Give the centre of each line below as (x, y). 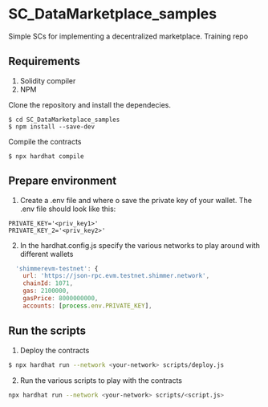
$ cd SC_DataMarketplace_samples (64, 120)
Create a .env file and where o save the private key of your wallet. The (136, 200)
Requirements (44, 61)
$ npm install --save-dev (51, 126)
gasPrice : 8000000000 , (61, 299)
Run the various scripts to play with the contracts (101, 380)
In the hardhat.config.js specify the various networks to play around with (140, 245)
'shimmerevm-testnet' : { (57, 269)
